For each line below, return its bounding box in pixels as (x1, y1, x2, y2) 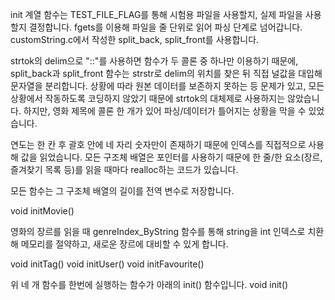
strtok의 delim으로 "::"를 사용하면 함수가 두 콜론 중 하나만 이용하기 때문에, (10, 55, 299, 67)
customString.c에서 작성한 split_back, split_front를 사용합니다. (10, 34, 260, 45)
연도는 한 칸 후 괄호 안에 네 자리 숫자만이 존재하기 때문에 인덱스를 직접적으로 (10, 139, 307, 150)
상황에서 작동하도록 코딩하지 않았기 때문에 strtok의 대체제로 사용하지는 (10, 93, 286, 104)
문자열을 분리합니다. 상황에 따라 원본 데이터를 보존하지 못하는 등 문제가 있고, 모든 (10, 80, 325, 92)
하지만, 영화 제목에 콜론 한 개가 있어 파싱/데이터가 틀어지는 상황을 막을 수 (23, 105, 307, 117)
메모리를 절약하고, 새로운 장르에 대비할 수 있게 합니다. (20, 238, 229, 250)
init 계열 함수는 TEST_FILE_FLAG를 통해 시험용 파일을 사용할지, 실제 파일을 (10, 9, 303, 20)
